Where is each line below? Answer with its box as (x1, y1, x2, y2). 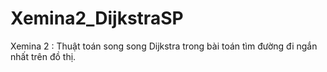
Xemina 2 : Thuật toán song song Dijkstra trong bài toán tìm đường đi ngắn (10, 40, 318, 52)
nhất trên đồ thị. (10, 50, 77, 62)
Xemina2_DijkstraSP (10, 7, 184, 30)
